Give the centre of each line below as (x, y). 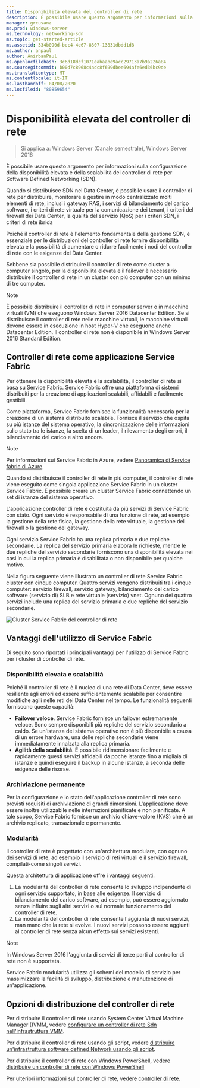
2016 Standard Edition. (34, 338)
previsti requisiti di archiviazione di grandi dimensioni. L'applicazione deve (97, 804)
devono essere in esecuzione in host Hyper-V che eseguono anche (89, 326)
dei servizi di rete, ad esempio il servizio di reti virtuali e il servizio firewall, (97, 857)
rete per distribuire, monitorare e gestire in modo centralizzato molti (89, 197)
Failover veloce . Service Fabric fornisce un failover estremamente (96, 718)
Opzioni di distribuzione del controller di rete (90, 1004)
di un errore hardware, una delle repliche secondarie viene (87, 737)
